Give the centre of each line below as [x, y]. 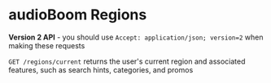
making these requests [47, 45]
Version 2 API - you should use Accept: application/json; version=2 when [136, 37]
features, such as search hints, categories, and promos [101, 69]
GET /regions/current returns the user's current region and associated [127, 61]
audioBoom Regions [78, 15]
